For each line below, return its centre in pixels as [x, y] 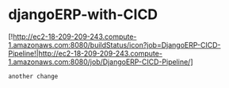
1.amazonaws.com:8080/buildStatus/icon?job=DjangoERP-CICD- [114, 44]
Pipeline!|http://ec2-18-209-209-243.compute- [85, 53]
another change [33, 76]
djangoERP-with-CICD [83, 15]
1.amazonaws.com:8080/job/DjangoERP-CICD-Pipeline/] [101, 62]
